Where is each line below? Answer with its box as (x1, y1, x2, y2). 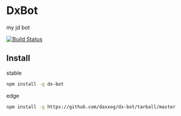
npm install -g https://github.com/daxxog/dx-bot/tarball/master (6, 104, 176, 110)
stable (6, 69, 23, 77)
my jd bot (6, 24, 30, 31)
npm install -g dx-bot (6, 81, 64, 87)
